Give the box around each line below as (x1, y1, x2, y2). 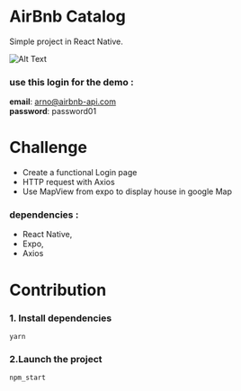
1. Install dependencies (9, 312, 112, 324)
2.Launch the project (9, 352, 103, 365)
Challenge (9, 138, 88, 158)
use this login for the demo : (9, 76, 134, 88)
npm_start (9, 373, 47, 383)
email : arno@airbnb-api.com (9, 96, 117, 107)
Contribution (9, 280, 107, 300)
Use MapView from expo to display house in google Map (22, 186, 232, 197)
